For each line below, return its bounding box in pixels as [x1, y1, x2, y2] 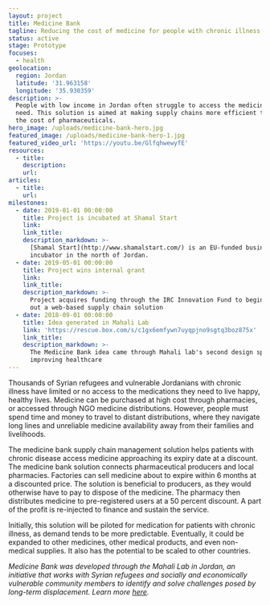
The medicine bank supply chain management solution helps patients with [8, 444, 255, 455]
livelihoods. [8, 429, 47, 438]
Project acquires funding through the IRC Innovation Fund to [29, 296, 243, 304]
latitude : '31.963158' [15, 79, 92, 87]
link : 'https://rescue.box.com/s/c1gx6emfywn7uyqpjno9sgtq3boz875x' [22, 326, 257, 334]
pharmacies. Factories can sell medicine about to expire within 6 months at [8, 470, 257, 479]
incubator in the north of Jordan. [29, 251, 149, 259]
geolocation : [8, 64, 52, 72]
